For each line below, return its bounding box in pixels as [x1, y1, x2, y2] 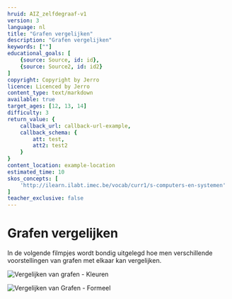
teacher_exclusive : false [7, 195, 83, 202]
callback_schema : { [20, 129, 78, 136]
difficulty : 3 [7, 109, 50, 116]
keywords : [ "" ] [7, 43, 52, 50]
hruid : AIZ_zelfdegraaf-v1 [7, 10, 87, 18]
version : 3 [7, 17, 40, 24]
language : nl [7, 23, 46, 30]
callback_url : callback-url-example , [20, 122, 132, 130]
